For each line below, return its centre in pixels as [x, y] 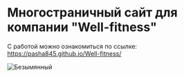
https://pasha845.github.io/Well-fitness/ [64, 54]
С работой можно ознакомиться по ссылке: [72, 46]
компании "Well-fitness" [82, 27]
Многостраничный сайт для [92, 13]
